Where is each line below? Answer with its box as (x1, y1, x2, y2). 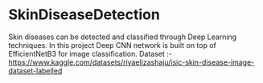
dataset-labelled (8, 65, 63, 75)
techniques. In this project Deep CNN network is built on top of (8, 40, 217, 49)
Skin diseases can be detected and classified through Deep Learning (8, 32, 237, 41)
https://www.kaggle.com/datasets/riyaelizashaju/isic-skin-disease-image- (8, 57, 255, 67)
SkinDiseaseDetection (8, 6, 161, 24)
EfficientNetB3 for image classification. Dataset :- (8, 49, 173, 58)
